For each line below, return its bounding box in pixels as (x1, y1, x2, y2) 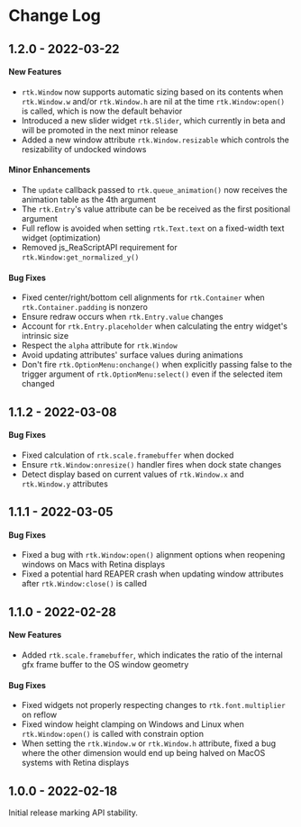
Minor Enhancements (8, 164, 91, 176)
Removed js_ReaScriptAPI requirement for (21, 241, 178, 252)
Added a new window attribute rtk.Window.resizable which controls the (21, 134, 289, 145)
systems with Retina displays (21, 758, 130, 768)
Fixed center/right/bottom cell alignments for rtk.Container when (21, 292, 265, 303)
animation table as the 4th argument (21, 194, 157, 204)
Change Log (8, 5, 101, 26)
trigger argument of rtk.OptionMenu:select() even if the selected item (21, 368, 283, 379)
